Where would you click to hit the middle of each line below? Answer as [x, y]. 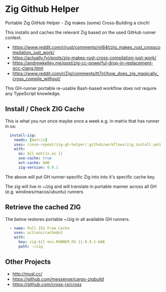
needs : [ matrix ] [31, 140]
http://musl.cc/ [27, 274]
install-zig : [23, 135]
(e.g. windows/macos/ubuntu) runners [44, 192]
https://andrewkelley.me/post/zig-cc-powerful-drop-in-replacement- [83, 63]
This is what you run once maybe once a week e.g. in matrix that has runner [82, 121]
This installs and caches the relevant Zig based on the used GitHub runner [81, 32]
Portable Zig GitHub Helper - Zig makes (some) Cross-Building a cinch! [77, 23]
